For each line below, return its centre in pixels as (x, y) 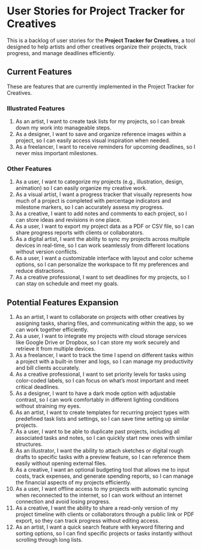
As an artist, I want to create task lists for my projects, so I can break (100, 122)
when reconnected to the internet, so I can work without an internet (99, 495)
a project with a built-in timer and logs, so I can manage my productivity (104, 361)
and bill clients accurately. (48, 368)
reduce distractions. (40, 271)
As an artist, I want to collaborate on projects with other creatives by (100, 317)
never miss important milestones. (56, 153)
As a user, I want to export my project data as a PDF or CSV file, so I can (105, 227)
